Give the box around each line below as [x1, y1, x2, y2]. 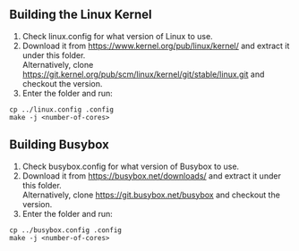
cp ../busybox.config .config [9, 225, 123, 235]
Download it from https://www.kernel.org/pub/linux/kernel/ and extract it [21, 40, 290, 51]
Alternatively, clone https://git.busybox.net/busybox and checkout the [21, 189, 280, 200]
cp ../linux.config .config [9, 105, 115, 114]
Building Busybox [9, 138, 109, 153]
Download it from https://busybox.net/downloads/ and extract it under [21, 170, 282, 181]
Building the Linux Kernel [9, 7, 152, 22]
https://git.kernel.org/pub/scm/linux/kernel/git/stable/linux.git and [21, 69, 265, 79]
